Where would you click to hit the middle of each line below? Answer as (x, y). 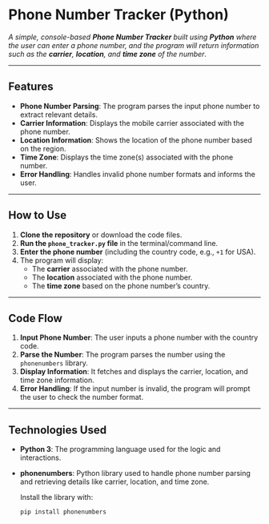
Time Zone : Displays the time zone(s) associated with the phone (126, 157)
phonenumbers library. (54, 363)
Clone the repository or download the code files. (101, 235)
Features (31, 87)
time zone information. (57, 380)
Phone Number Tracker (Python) (119, 15)
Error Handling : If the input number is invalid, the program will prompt (135, 389)
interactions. (40, 457)
